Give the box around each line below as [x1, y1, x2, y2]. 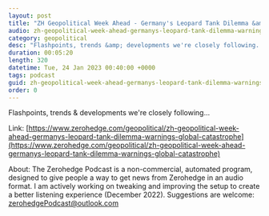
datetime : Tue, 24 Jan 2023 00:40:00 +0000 [8, 64, 156, 72]
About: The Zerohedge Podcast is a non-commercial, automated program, [8, 165, 253, 174]
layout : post [8, 11, 52, 20]
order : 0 [8, 86, 38, 94]
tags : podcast [8, 71, 56, 79]
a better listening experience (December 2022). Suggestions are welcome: [8, 190, 255, 200]
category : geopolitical [8, 34, 88, 42]
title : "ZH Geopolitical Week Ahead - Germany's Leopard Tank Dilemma [8, 19, 249, 27]
